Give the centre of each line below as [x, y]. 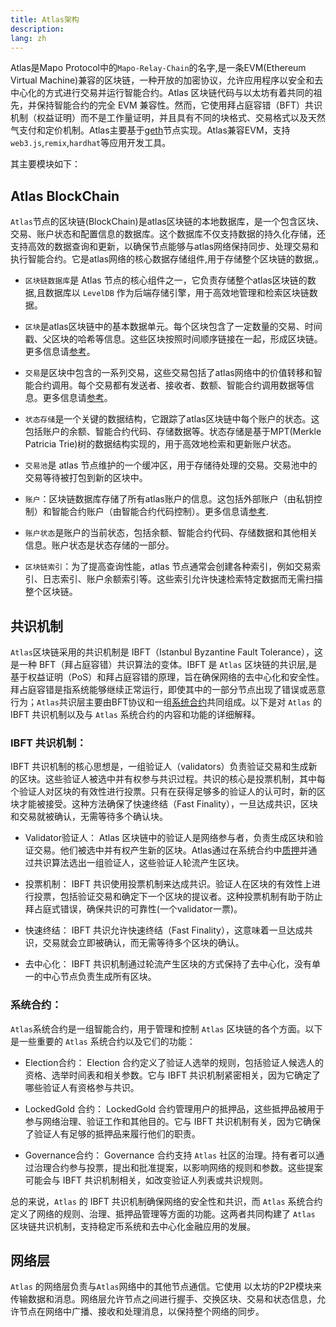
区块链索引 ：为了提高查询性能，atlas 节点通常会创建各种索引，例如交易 [168, 567]
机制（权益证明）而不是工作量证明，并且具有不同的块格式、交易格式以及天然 [168, 118]
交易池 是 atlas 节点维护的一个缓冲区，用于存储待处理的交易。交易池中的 [171, 465]
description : [37, 29]
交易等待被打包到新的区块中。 [86, 478]
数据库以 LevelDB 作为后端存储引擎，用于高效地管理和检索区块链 [177, 293]
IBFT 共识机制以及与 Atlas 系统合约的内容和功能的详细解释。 [135, 714]
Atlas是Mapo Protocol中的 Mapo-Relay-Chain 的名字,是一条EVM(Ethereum [158, 68]
